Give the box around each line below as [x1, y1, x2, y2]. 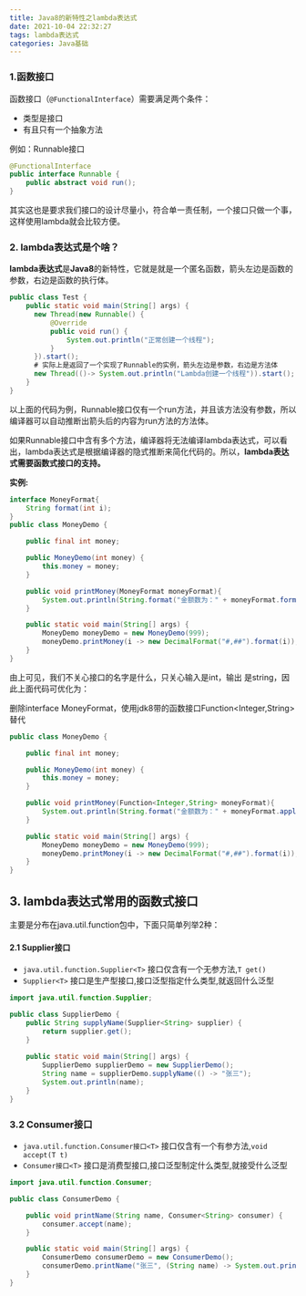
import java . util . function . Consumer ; [9, 1178, 153, 1187]
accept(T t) [22, 1151, 68, 1160]
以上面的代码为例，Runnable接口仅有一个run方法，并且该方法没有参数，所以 [9, 403, 297, 415]
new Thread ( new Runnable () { [33, 310, 145, 319]
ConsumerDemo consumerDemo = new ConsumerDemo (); [42, 1253, 234, 1262]
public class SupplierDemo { [9, 1010, 120, 1020]
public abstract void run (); [25, 179, 137, 188]
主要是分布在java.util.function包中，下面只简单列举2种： [9, 919, 220, 930]
